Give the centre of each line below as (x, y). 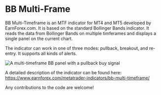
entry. (11, 53)
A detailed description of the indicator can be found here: (63, 72)
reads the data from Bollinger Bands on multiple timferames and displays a (81, 33)
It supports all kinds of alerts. (48, 53)
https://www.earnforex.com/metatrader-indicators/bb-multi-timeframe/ (78, 78)
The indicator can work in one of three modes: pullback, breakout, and (77, 48)
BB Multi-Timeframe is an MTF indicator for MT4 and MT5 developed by (78, 23)
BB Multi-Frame (38, 9)
